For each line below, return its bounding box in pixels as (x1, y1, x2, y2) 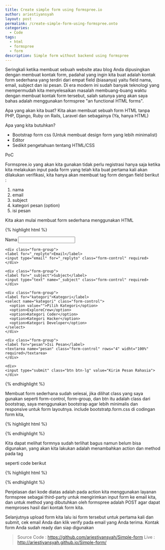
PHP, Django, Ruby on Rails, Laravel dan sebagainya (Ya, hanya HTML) (5, 113, 149, 119)
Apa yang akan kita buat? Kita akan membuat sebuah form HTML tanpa (5, 108, 150, 113)
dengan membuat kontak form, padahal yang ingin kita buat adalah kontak (5, 72, 156, 78)
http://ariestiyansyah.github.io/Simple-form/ (17, 540, 107, 546)
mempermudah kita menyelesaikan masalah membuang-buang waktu (5, 87, 147, 94)
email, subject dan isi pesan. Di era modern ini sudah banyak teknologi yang (5, 82, 160, 88)
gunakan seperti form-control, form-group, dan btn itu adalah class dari (5, 396, 151, 402)
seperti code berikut (5, 460, 46, 466)
